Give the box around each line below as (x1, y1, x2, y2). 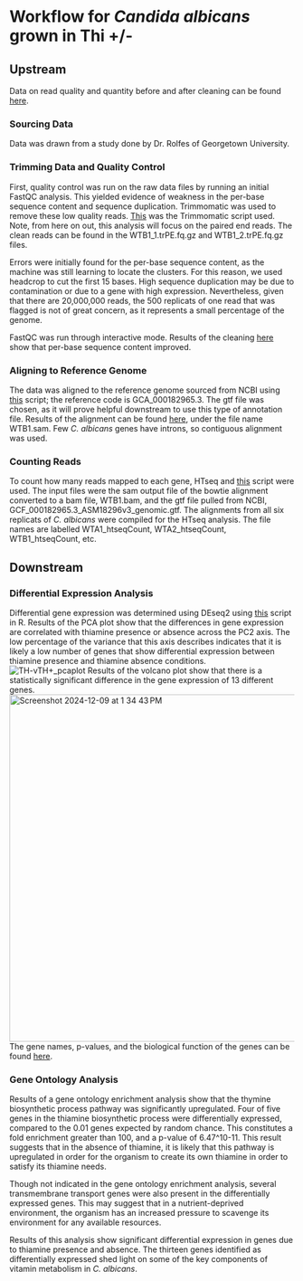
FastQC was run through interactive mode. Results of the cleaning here (9, 332, 274, 343)
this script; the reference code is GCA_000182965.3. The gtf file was (9, 394, 265, 404)
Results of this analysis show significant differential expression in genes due (9, 1235, 294, 1246)
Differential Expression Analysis (9, 586, 154, 599)
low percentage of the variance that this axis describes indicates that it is (9, 636, 282, 647)
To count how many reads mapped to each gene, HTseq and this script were (9, 476, 295, 487)
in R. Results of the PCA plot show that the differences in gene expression (9, 617, 285, 628)
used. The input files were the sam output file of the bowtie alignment (9, 486, 269, 497)
